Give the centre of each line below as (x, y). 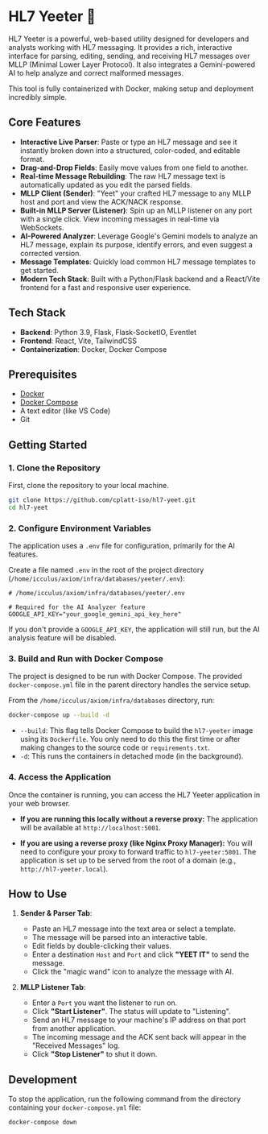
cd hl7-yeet (28, 507)
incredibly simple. (37, 97)
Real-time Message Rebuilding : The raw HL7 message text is (122, 176)
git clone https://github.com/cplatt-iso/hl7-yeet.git (102, 500)
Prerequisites (43, 374)
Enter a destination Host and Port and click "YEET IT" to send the (140, 954)
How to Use (38, 894)
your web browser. (39, 803)
